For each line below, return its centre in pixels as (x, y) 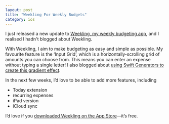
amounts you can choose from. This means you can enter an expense (78, 60)
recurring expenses (33, 95)
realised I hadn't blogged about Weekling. (49, 39)
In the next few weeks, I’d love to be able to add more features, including (81, 80)
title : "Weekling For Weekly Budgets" (46, 15)
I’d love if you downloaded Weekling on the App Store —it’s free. (72, 116)
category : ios (20, 19)
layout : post (19, 10)
